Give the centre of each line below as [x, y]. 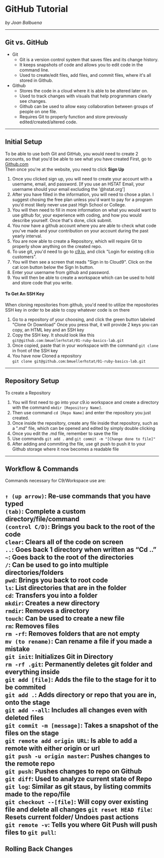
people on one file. [38, 112]
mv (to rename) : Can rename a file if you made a [79, 641]
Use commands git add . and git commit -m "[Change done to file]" [84, 438]
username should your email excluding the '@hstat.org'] [69, 189]
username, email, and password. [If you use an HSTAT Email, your [78, 184]
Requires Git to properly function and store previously [73, 116]
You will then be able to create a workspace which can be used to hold [83, 277]
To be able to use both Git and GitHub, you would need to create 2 [72, 154]
